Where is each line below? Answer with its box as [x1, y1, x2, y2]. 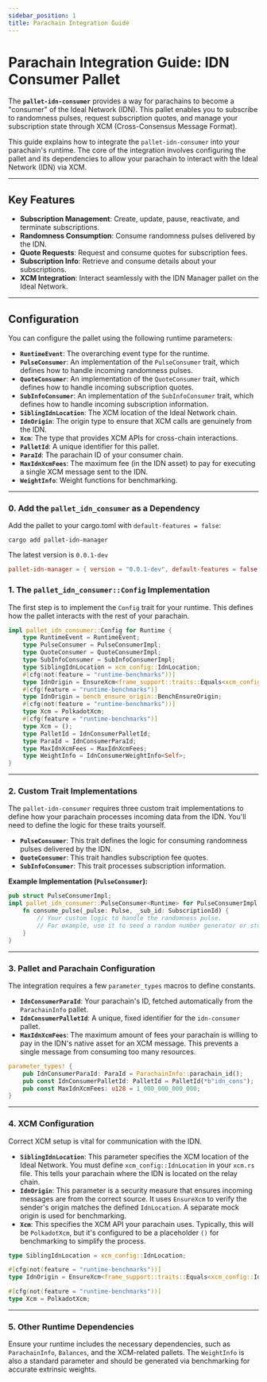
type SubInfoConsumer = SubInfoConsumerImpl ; [22, 656, 176, 664]
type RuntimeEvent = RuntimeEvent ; [22, 634, 141, 642]
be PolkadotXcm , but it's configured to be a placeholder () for [19, 1228, 219, 1237]
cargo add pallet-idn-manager [8, 536, 109, 545]
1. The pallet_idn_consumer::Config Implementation [8, 584, 211, 596]
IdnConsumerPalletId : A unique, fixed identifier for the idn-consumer [19, 1013, 241, 1023]
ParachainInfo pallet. [19, 1004, 89, 1014]
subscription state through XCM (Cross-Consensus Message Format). [8, 122, 238, 131]
